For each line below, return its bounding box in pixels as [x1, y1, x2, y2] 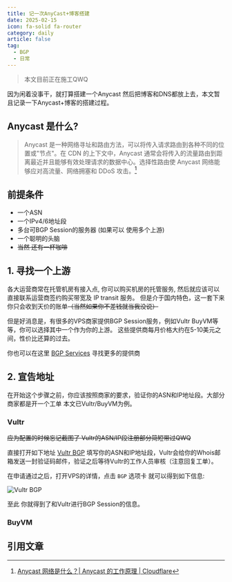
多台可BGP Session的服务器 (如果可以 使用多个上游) [17, 226, 165, 234]
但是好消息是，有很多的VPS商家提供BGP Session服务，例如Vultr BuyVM [7, 316, 213, 325]
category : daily [7, 29, 54, 37]
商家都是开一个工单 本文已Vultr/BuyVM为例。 [7, 399, 136, 408]
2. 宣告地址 [7, 371, 55, 383]
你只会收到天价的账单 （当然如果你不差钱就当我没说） [7, 302, 159, 310]
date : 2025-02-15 [7, 17, 57, 24]
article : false [7, 36, 51, 43]
